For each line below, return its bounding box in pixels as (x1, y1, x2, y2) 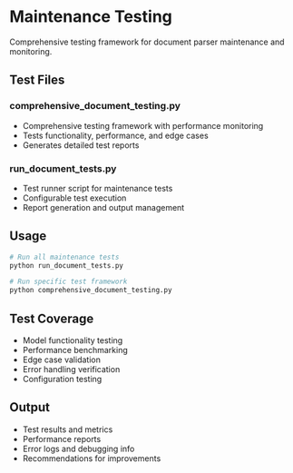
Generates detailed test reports (22, 139, 140, 151)
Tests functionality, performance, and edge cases (22, 130, 209, 141)
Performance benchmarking (22, 345, 129, 356)
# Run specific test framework (9, 277, 128, 287)
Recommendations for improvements (22, 452, 161, 464)
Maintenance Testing (9, 6, 172, 27)
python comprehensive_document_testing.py (9, 286, 172, 295)
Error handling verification (22, 364, 121, 375)
